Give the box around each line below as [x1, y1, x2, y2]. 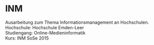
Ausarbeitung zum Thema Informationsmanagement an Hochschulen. [5, 19, 149, 25]
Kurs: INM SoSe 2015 [5, 35, 49, 41]
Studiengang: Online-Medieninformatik [5, 30, 86, 36]
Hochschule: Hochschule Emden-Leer [5, 24, 84, 30]
